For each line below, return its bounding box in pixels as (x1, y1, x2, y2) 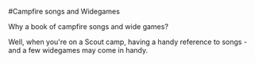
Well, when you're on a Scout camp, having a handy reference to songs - (8, 37, 248, 46)
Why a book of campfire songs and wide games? (8, 22, 169, 31)
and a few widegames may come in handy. (8, 46, 149, 54)
